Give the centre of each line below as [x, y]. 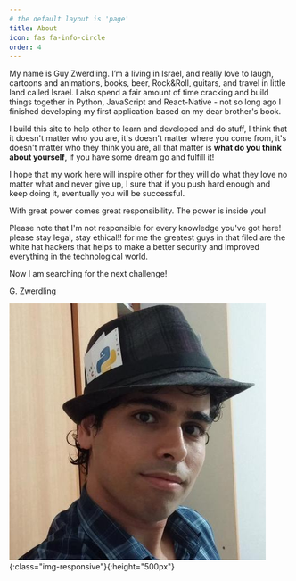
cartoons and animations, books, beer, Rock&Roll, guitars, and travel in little [148, 83]
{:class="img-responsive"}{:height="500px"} [92, 567]
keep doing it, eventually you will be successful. [97, 194]
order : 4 [25, 47]
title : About [33, 28]
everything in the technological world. [79, 257]
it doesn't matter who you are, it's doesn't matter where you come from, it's [148, 138]
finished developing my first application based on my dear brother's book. [145, 112]
